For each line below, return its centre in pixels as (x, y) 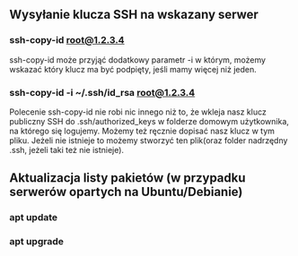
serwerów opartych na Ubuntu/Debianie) (126, 192)
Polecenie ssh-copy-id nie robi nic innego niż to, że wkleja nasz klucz (138, 112)
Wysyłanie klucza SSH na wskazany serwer (134, 15)
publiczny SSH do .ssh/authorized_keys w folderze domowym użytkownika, (149, 121)
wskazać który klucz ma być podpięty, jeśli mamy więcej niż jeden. (133, 69)
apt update (34, 218)
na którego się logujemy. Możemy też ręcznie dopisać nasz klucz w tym (142, 131)
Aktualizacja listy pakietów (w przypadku (127, 178)
